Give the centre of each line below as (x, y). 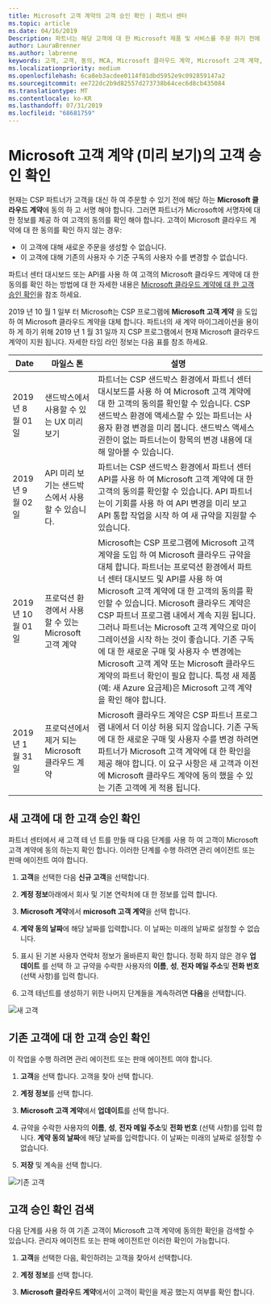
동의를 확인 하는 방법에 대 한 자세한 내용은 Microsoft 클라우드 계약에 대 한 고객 (131, 284)
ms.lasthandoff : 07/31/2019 (56, 106)
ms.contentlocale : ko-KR (50, 98)
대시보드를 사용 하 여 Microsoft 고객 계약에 (175, 391)
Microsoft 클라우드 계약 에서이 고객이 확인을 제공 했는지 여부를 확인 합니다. (138, 1292)
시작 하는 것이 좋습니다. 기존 (187, 640)
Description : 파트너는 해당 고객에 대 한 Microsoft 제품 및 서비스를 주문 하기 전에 (134, 38)
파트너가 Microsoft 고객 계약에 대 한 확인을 (175, 751)
